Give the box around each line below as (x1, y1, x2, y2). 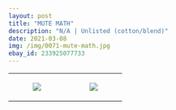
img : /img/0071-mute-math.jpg (8, 42, 111, 50)
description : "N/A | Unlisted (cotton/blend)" (8, 27, 169, 35)
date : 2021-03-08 (8, 34, 67, 43)
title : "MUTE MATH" (8, 19, 75, 27)
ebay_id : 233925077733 (8, 49, 85, 57)
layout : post (8, 11, 53, 20)
